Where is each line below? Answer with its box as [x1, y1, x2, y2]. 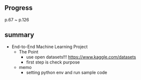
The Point [18, 48, 38, 55]
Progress [4, 4, 33, 12]
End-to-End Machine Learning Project [11, 44, 88, 49]
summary [4, 31, 35, 39]
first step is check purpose [26, 59, 80, 65]
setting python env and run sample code [26, 69, 107, 75]
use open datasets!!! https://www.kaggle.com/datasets [26, 54, 137, 60]
